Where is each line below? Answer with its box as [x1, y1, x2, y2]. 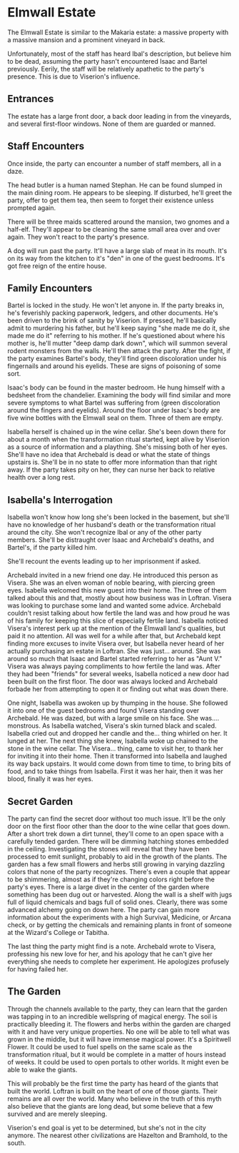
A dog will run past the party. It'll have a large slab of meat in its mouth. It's [7, 246, 228, 254]
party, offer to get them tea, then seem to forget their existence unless [7, 196, 214, 204]
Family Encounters [7, 282, 93, 294]
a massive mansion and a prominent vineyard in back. [7, 35, 166, 44]
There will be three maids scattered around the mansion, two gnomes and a [7, 217, 230, 226]
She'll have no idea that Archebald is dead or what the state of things [7, 450, 210, 459]
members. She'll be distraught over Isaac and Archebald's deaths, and [7, 535, 214, 544]
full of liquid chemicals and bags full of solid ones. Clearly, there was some [7, 898, 228, 906]
